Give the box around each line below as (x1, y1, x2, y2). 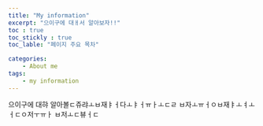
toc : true (8, 26, 44, 34)
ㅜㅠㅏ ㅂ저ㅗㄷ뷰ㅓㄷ (33, 109, 100, 119)
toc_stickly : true (8, 33, 72, 42)
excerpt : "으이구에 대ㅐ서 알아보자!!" (8, 19, 120, 27)
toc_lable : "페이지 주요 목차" (8, 41, 99, 49)
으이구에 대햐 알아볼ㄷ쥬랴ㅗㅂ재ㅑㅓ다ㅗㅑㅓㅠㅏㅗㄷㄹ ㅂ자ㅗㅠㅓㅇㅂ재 (8, 99, 230, 109)
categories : (8, 55, 47, 63)
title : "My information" (8, 11, 90, 20)
